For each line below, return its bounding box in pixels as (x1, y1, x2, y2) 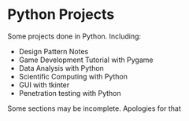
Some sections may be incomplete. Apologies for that (7, 104, 182, 113)
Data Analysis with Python (18, 63, 104, 72)
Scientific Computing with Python (18, 71, 128, 81)
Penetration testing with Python (18, 88, 121, 97)
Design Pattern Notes (18, 46, 89, 56)
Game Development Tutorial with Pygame (18, 55, 154, 64)
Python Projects (7, 5, 115, 24)
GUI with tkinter (18, 80, 70, 90)
